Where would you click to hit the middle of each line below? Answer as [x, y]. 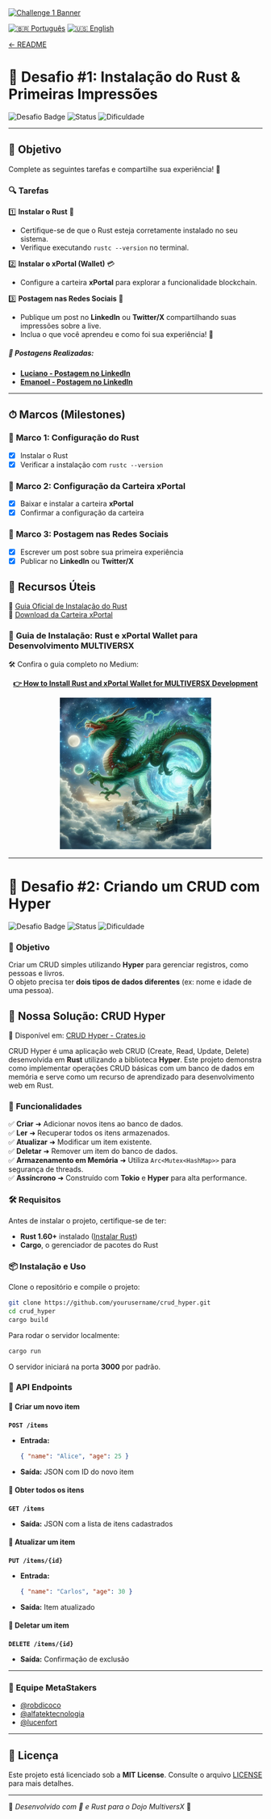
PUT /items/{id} [35, 1560]
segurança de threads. [46, 1169]
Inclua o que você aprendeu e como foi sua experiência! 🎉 [117, 335]
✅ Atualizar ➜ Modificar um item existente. [80, 1142]
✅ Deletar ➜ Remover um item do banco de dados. [93, 1152]
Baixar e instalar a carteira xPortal [77, 503]
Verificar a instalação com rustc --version [92, 465]
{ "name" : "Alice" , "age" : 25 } [74, 1456]
